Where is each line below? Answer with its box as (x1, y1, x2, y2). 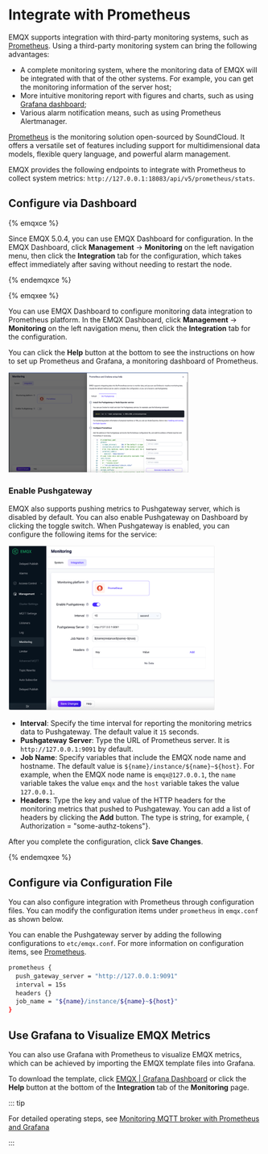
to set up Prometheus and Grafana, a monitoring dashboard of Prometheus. (8, 356, 259, 366)
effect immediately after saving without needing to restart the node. (8, 259, 233, 269)
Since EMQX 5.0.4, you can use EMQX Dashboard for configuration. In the (8, 234, 254, 243)
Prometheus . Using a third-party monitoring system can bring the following (8, 40, 258, 50)
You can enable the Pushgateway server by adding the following (8, 929, 222, 940)
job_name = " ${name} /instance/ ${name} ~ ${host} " (15, 998, 179, 1006)
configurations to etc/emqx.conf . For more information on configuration (8, 938, 244, 948)
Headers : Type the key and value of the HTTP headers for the (19, 795, 226, 805)
